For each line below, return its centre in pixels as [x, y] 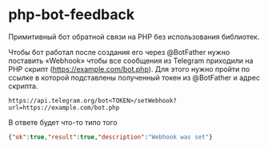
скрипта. [23, 86]
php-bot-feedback [71, 15]
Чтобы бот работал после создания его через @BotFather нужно [119, 52]
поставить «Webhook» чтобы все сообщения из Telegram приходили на [131, 61]
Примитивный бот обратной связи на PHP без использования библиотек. [134, 37]
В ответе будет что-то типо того [63, 122]
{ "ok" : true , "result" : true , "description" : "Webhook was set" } [111, 137]
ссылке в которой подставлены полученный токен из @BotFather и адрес [134, 77]
